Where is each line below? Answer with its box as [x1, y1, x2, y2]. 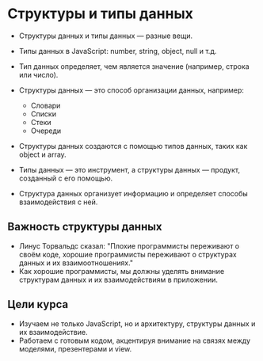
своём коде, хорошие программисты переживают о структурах [18, 249, 237, 259]
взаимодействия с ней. [18, 197, 98, 207]
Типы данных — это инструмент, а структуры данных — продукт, [18, 165, 241, 174]
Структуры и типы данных [7, 5, 193, 23]
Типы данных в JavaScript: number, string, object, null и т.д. [18, 46, 217, 55]
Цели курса [7, 298, 69, 311]
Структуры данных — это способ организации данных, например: [18, 85, 245, 95]
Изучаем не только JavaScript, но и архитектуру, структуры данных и [18, 318, 256, 329]
